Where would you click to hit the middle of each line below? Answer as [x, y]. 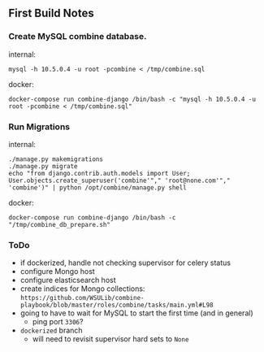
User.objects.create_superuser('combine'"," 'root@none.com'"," [119, 180]
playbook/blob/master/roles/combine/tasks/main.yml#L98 [117, 305]
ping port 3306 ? [58, 322]
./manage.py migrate [43, 166]
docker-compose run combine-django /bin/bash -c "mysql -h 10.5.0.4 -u [132, 99]
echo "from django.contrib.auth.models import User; [100, 173]
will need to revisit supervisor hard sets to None [110, 339]
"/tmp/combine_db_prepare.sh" [60, 224]
